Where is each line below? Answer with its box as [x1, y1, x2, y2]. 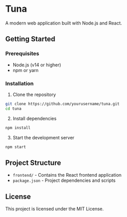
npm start [5, 144, 27, 150]
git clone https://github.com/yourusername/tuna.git [5, 101, 120, 106]
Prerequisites [5, 50, 39, 57]
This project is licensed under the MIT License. [5, 206, 104, 212]
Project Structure [5, 158, 61, 167]
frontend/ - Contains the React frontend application [12, 172, 122, 178]
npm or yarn [12, 67, 39, 73]
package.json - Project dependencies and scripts [12, 177, 116, 184]
